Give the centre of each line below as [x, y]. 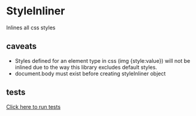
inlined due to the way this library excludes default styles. [86, 67]
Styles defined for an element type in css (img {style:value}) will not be [102, 60]
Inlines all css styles [31, 28]
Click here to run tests [34, 106]
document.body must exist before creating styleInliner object [90, 74]
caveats [22, 46]
